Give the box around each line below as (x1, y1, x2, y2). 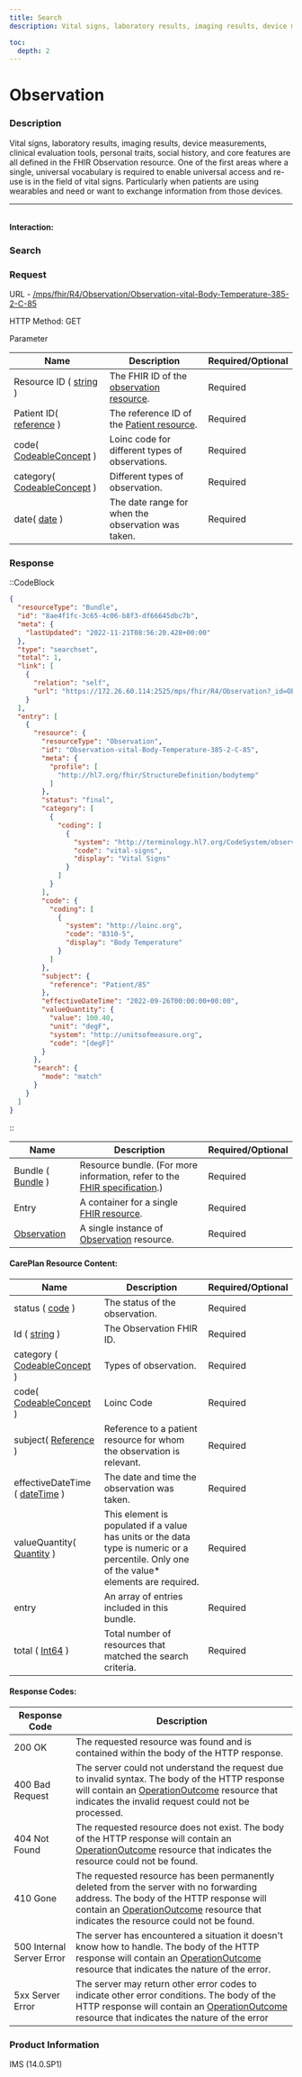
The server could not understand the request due (75, 1761, 284, 1773)
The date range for (109, 496, 189, 508)
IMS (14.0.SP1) (9, 2059, 63, 2070)
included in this (103, 1601, 169, 1614)
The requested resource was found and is (75, 1735, 252, 1748)
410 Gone (13, 1891, 57, 1904)
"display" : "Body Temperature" (66, 938, 182, 947)
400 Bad (13, 1778, 51, 1790)
